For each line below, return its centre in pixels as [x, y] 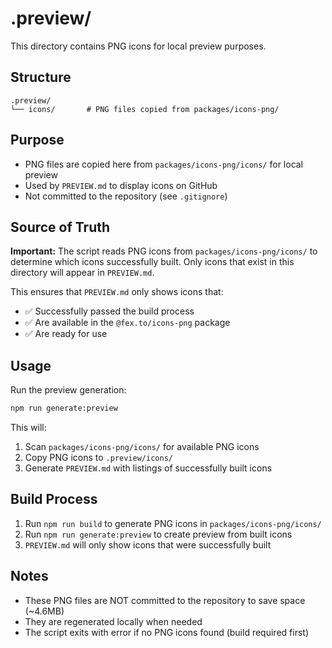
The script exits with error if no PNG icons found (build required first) [166, 632]
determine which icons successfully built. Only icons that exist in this [152, 262]
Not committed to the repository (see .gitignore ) [126, 196]
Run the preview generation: [68, 390]
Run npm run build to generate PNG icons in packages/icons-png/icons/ [173, 523]
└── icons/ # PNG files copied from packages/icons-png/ [145, 109]
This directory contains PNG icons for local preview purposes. [138, 46]
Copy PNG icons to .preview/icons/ [98, 458]
